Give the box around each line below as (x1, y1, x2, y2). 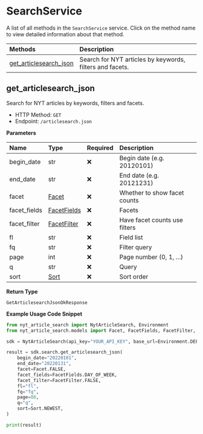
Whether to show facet (119, 189, 184, 197)
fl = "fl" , (17, 383, 39, 389)
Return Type (6, 288, 38, 295)
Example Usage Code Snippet (6, 310, 83, 317)
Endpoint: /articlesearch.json (14, 117, 92, 125)
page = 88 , (17, 394, 39, 400)
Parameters (6, 129, 36, 137)
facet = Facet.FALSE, (17, 366, 66, 372)
